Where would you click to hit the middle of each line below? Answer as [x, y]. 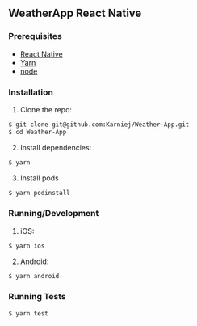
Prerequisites [35, 36]
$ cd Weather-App [38, 132]
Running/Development [54, 214]
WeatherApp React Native [75, 13]
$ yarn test [28, 313]
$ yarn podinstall [39, 193]
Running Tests [37, 297]
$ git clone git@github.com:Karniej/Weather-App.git [99, 125]
